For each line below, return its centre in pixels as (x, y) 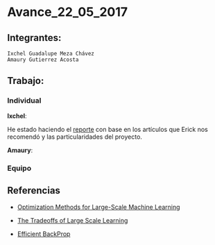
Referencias (34, 191)
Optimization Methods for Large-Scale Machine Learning (98, 207)
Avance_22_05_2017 (68, 12)
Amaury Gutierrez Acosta (43, 60)
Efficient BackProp (44, 234)
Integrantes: (34, 38)
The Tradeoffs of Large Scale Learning (72, 221)
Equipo (19, 168)
